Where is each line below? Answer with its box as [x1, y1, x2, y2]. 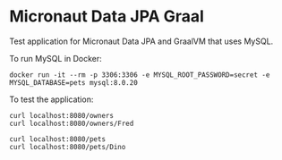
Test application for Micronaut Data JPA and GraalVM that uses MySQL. [9, 36, 274, 46]
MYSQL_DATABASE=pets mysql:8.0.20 [9, 78, 139, 87]
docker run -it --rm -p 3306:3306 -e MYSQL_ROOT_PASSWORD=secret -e [9, 70, 270, 80]
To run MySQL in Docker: [9, 53, 103, 63]
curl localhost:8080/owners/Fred [9, 119, 134, 128]
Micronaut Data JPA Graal [9, 6, 204, 27]
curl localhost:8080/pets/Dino [9, 142, 126, 151]
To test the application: [9, 94, 94, 105]
